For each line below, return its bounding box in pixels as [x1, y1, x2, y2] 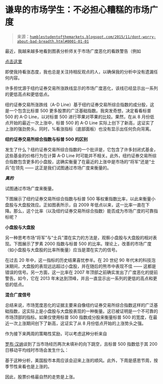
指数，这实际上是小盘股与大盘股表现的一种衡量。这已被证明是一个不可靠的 [9, 308, 158, 314]
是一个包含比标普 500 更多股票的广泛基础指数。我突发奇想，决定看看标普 [5, 107, 151, 113]
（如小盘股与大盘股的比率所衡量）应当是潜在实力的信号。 [5, 246, 120, 253]
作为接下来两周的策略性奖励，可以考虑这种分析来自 [5, 331, 107, 336]
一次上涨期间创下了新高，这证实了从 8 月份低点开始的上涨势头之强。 [9, 320, 147, 326]
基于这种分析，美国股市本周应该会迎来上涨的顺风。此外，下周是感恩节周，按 [5, 357, 158, 363]
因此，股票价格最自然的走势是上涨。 [5, 374, 78, 380]
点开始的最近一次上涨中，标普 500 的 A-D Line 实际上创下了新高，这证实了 [5, 120, 154, 125]
